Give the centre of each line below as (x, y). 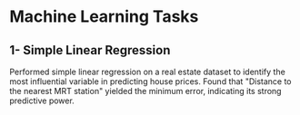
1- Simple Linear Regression (90, 50)
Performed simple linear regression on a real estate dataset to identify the (148, 72)
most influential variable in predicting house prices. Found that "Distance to (151, 81)
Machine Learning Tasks (104, 17)
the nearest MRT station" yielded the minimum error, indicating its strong (145, 91)
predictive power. (42, 101)
